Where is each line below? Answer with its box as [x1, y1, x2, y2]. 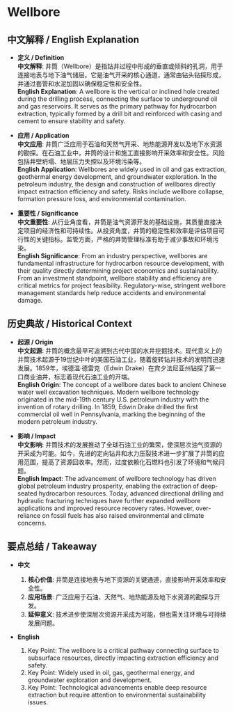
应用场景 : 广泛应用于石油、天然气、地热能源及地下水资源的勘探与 [27, 592, 214, 601]
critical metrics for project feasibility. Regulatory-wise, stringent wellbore [17, 281, 226, 290]
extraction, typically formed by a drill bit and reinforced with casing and [17, 109, 223, 118]
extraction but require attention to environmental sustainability [27, 690, 207, 699]
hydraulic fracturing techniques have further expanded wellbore [17, 496, 201, 505]
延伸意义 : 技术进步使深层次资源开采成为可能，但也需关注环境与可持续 [27, 610, 227, 618]
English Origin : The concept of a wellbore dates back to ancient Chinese [17, 380, 227, 388]
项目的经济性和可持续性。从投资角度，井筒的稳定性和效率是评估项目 [23, 227, 219, 235]
